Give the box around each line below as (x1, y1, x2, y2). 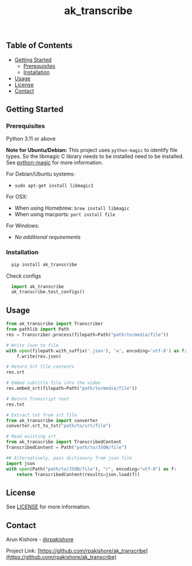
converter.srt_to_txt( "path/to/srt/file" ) (6, 423, 111, 429)
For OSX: (6, 193, 28, 200)
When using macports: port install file (14, 211, 116, 218)
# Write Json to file (6, 342, 59, 348)
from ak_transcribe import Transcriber (6, 321, 104, 327)
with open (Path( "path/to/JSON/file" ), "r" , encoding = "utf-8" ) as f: (6, 466, 177, 472)
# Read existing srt (6, 433, 57, 440)
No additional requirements (14, 234, 81, 241)
